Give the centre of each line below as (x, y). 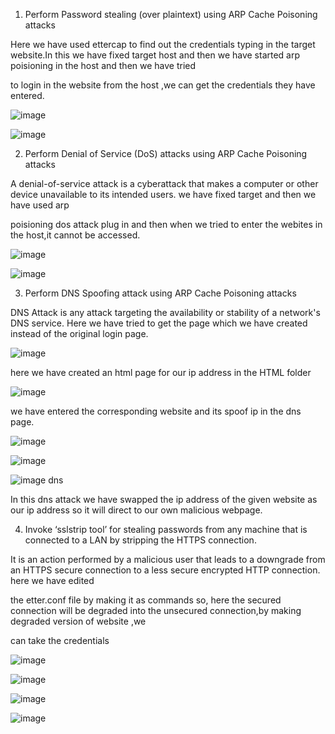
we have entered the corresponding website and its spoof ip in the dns (156, 411)
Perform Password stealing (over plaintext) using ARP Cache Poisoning (171, 14)
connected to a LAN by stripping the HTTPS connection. (140, 540)
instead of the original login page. (79, 333)
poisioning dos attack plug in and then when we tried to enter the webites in (166, 224)
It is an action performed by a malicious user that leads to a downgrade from (168, 559)
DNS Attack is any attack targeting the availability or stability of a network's (165, 312)
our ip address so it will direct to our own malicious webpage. (136, 510)
